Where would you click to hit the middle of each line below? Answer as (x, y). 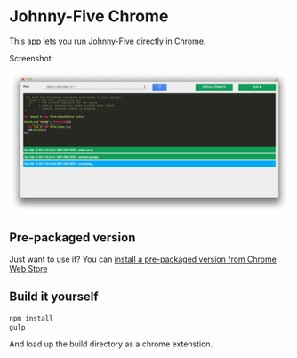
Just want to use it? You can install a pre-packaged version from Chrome (143, 259)
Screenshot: (32, 58)
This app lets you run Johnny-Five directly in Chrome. (108, 41)
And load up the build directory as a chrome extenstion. (111, 344)
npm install (31, 318)
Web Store (28, 268)
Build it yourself (54, 297)
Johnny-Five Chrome (89, 16)
